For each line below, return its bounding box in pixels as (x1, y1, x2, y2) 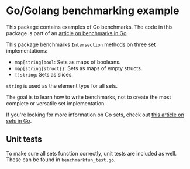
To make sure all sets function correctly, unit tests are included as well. (6, 150, 177, 157)
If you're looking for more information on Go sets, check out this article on (6, 111, 184, 118)
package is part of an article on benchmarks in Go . (6, 29, 129, 36)
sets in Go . (6, 117, 32, 124)
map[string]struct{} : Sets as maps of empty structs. (14, 64, 143, 71)
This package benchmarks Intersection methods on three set (6, 41, 156, 48)
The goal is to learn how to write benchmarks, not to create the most (6, 94, 171, 101)
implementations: (6, 47, 48, 54)
